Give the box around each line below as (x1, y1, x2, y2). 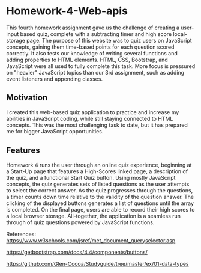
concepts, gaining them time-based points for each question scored (6, 43, 175, 51)
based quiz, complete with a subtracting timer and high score (20, 30, 172, 37)
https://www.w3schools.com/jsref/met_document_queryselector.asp (6, 236, 176, 244)
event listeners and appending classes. (6, 75, 103, 82)
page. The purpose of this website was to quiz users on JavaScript (26, 37, 192, 44)
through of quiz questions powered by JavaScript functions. (6, 218, 155, 226)
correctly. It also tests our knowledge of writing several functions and (6, 49, 178, 57)
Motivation (6, 93, 48, 103)
